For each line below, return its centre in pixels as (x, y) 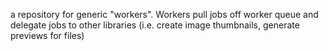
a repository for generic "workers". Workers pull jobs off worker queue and (164, 14)
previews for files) (47, 35)
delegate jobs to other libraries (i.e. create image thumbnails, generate (155, 25)
